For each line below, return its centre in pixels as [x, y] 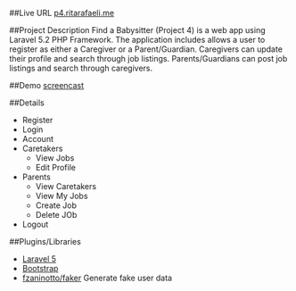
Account [37, 139]
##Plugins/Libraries [45, 241]
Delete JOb [56, 215]
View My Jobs [62, 196]
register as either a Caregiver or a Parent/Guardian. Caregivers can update [146, 49]
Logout [35, 224]
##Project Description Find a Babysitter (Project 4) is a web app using [137, 30]
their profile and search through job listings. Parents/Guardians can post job [148, 58]
